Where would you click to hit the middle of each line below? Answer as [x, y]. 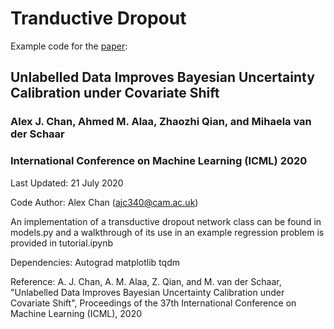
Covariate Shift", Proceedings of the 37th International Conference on [153, 303]
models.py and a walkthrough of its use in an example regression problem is [167, 232]
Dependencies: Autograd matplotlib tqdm [95, 262]
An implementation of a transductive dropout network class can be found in [166, 221]
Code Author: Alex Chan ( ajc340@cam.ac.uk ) [104, 202]
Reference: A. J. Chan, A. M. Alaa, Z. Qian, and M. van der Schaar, [146, 281]
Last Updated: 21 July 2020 [67, 183]
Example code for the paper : [69, 46]
